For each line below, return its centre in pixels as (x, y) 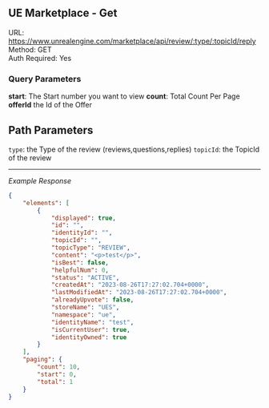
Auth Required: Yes (40, 58)
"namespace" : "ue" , (83, 315)
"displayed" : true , (83, 218)
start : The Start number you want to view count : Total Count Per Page (124, 96)
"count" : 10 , (59, 367)
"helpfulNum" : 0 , (80, 270)
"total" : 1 (55, 382)
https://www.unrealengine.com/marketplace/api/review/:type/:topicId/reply (132, 41)
